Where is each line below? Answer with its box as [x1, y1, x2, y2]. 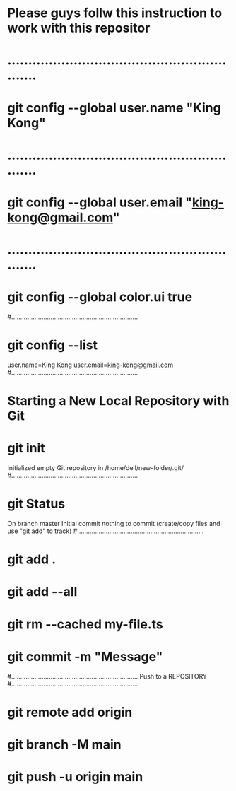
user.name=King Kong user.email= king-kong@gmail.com [7, 361, 174, 369]
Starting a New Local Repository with [7, 393, 230, 409]
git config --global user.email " [7, 194, 193, 210]
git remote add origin [7, 704, 133, 720]
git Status [7, 496, 66, 512]
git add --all [7, 584, 78, 600]
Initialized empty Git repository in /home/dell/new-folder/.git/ [7, 464, 184, 472]
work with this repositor [7, 20, 151, 36]
